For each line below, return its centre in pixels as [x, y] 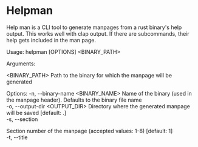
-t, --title [17, 137]
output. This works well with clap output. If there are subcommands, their [98, 33]
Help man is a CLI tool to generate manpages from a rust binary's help [94, 27]
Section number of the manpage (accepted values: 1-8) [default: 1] [90, 131]
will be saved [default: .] [36, 113]
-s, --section [22, 119]
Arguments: [21, 64]
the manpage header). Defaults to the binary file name [74, 100]
